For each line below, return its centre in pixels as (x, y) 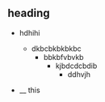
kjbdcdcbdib (76, 66)
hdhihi (29, 32)
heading (29, 13)
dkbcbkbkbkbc (56, 49)
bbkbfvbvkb (63, 57)
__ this (30, 90)
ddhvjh (79, 74)
